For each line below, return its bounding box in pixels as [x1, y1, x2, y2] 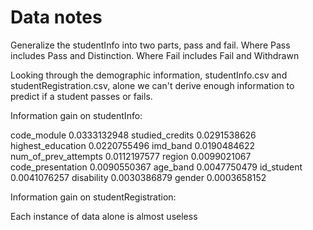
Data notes [10, 6, 103, 29]
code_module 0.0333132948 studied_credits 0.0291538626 [10, 129, 257, 141]
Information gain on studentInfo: [10, 109, 143, 121]
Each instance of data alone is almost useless [10, 210, 198, 222]
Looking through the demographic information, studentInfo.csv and [10, 69, 288, 81]
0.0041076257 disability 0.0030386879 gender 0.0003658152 [10, 171, 267, 183]
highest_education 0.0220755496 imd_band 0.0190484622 [10, 139, 256, 151]
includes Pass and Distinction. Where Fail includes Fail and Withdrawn [10, 49, 300, 61]
